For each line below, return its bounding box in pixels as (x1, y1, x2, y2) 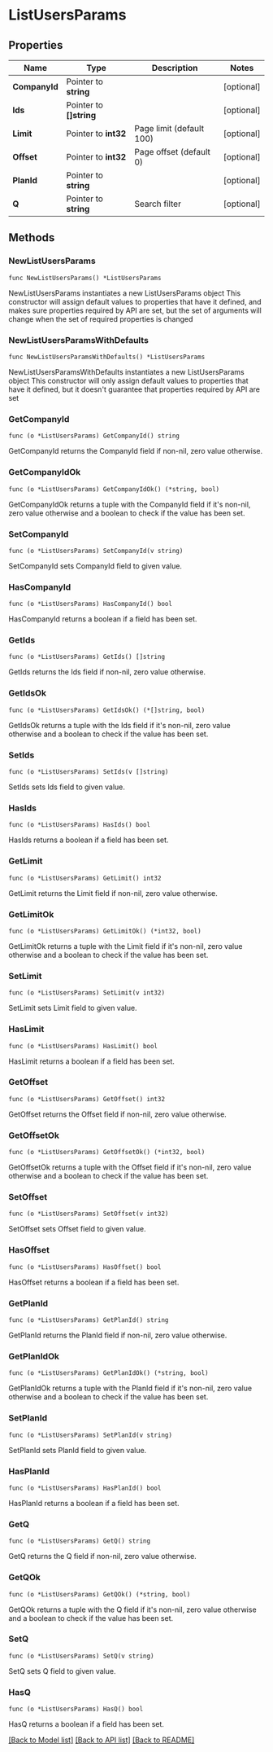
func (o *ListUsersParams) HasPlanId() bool (8, 1484, 162, 1492)
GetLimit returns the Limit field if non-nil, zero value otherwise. (8, 888, 218, 898)
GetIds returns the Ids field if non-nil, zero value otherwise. (8, 667, 206, 677)
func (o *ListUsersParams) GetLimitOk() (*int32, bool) (8, 927, 201, 935)
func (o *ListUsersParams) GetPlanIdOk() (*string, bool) (8, 1369, 209, 1377)
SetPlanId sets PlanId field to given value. (8, 1445, 147, 1455)
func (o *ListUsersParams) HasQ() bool (8, 1705, 144, 1714)
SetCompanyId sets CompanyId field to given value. (8, 560, 183, 571)
